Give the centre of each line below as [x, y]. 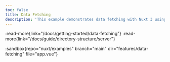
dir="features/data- [128, 49]
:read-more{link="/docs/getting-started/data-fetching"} [63, 34]
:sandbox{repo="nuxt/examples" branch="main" [56, 49]
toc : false [17, 10]
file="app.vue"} [42, 54]
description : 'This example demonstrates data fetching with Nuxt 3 [79, 19]
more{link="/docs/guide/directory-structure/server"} [60, 39]
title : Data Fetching [28, 15]
